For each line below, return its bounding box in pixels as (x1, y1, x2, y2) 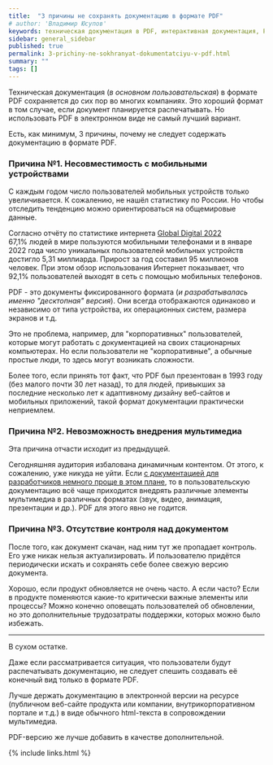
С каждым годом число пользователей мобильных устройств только (8, 186, 249, 196)
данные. (8, 212, 37, 222)
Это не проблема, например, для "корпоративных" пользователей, (8, 329, 243, 339)
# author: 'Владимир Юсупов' (8, 20, 107, 28)
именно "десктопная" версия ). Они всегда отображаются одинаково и (8, 296, 256, 306)
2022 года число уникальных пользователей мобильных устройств (8, 246, 244, 256)
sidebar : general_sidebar (8, 34, 96, 43)
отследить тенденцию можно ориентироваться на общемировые (8, 204, 236, 214)
